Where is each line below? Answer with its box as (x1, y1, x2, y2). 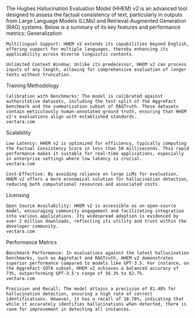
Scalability (6, 129, 31, 136)
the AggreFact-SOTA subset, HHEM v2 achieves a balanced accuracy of (6, 265, 179, 271)
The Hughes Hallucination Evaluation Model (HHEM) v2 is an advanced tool (6, 5, 188, 12)
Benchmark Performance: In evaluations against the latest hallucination (6, 250, 190, 256)
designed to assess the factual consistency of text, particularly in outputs (6, 11, 183, 18)
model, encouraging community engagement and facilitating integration (6, 208, 184, 214)
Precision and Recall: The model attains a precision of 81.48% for (6, 286, 176, 292)
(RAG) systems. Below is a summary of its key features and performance (6, 23, 181, 30)
